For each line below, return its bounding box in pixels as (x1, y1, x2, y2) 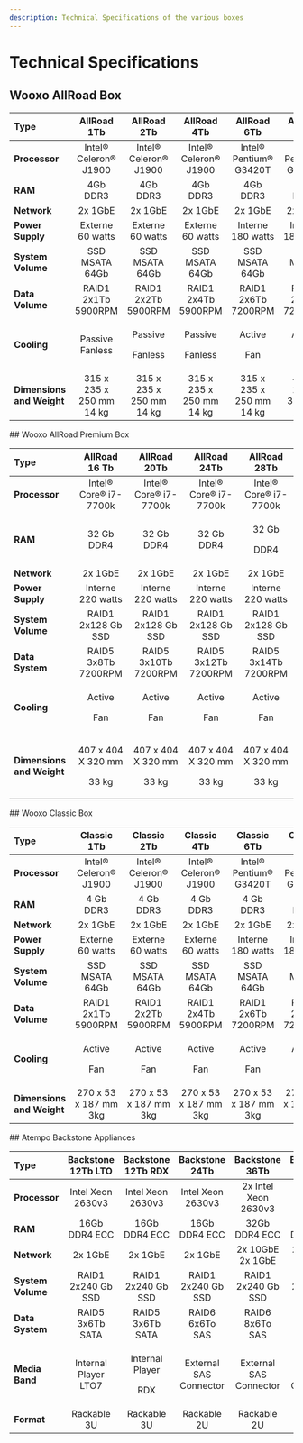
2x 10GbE (235, 1243, 280, 1256)
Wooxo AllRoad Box (9, 87, 122, 104)
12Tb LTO (69, 1164, 113, 1177)
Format (14, 1412, 46, 1425)
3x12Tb (193, 655, 228, 668)
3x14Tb (249, 655, 284, 668)
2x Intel (242, 1180, 274, 1192)
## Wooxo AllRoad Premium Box (9, 429, 130, 440)
